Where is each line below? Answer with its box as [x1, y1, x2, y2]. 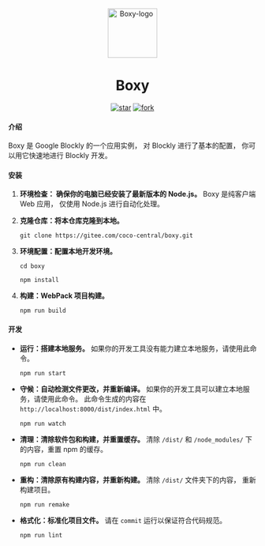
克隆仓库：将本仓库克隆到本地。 [19, 216, 124, 225]
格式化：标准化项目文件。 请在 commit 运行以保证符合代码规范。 [19, 515, 227, 525]
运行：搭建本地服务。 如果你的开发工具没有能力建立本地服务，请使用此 [19, 344, 250, 353]
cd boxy [19, 262, 45, 270]
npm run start [19, 369, 66, 377]
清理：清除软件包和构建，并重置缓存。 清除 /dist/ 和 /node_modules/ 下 [19, 435, 252, 444]
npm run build [19, 307, 66, 315]
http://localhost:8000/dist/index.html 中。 [19, 404, 167, 413]
